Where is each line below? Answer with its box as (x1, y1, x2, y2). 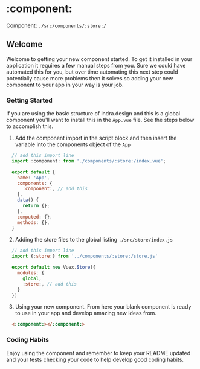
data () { (17, 197, 39, 204)
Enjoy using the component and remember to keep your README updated (6, 349, 191, 356)
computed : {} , (17, 214, 53, 220)
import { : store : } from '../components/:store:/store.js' (11, 253, 158, 260)
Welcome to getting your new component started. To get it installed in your (6, 55, 193, 62)
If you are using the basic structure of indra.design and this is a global (6, 110, 180, 117)
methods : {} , (17, 219, 50, 225)
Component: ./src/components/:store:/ (6, 22, 107, 29)
